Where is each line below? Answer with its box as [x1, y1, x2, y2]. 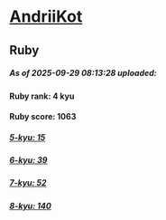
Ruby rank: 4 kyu [9, 91, 75, 101]
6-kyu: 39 [9, 155, 48, 166]
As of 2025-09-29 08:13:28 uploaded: [9, 68, 157, 79]
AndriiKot [9, 6, 83, 27]
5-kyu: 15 [9, 131, 46, 142]
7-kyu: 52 [9, 177, 47, 188]
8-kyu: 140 [9, 200, 51, 211]
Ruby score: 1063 [9, 111, 77, 122]
